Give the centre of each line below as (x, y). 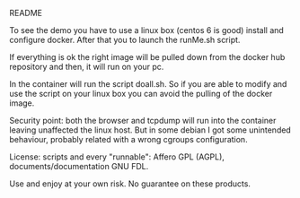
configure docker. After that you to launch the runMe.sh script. (125, 40)
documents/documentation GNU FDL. (79, 166)
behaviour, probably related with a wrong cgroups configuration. (129, 139)
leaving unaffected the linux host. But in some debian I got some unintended (150, 130)
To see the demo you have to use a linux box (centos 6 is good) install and (147, 30)
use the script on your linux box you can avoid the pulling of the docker (141, 94)
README (26, 13)
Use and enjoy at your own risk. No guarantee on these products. (130, 184)
